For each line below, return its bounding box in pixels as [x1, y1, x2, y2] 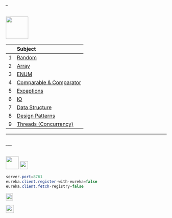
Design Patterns [16, 112, 56, 119]
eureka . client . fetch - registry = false [6, 184, 84, 189]
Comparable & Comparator [16, 79, 81, 86]
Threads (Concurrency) [16, 121, 73, 128]
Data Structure [16, 104, 52, 111]
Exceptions [16, 88, 44, 95]
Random [16, 54, 37, 61]
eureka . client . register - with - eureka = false [6, 179, 97, 184]
